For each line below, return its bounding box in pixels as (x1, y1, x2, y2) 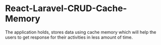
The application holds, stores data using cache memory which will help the (5, 29, 157, 35)
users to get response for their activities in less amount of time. (5, 34, 133, 40)
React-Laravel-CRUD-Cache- (5, 3, 127, 14)
